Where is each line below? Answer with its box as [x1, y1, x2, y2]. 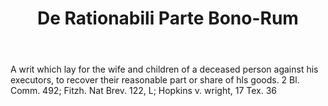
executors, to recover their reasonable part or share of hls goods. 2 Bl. [10, 74, 300, 86]
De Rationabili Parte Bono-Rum [37, 7, 299, 30]
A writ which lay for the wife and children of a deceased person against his [10, 63, 319, 76]
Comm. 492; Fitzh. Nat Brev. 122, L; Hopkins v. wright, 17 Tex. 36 [10, 85, 278, 97]
